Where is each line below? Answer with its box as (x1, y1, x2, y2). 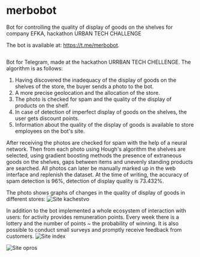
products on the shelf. (14, 101, 69, 109)
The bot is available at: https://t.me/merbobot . (6, 41, 120, 49)
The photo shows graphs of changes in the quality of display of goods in (6, 189, 186, 196)
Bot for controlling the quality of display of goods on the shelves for (6, 23, 173, 31)
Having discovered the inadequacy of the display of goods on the (14, 76, 177, 83)
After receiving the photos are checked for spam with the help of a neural (6, 139, 187, 146)
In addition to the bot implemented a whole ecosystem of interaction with (6, 207, 187, 214)
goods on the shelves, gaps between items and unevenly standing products (6, 158, 193, 165)
